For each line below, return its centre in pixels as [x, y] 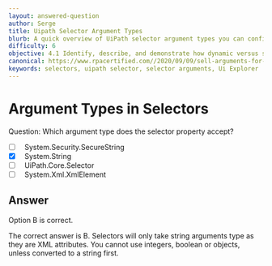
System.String [48, 156]
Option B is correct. [41, 220]
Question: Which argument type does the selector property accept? [121, 131]
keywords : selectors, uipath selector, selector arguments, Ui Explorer [134, 69]
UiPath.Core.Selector [59, 165]
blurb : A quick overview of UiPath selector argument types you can [126, 39]
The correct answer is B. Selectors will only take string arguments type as [132, 235]
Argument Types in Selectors [108, 108]
